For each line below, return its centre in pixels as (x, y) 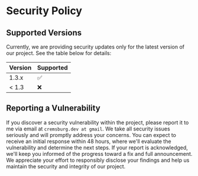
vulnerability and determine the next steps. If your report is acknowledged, (97, 147)
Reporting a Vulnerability (53, 108)
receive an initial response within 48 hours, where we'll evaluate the (89, 141)
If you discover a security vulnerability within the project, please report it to (98, 122)
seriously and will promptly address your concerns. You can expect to (91, 135)
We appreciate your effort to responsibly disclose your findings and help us (98, 160)
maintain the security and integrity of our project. (66, 166)
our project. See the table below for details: (59, 53)
